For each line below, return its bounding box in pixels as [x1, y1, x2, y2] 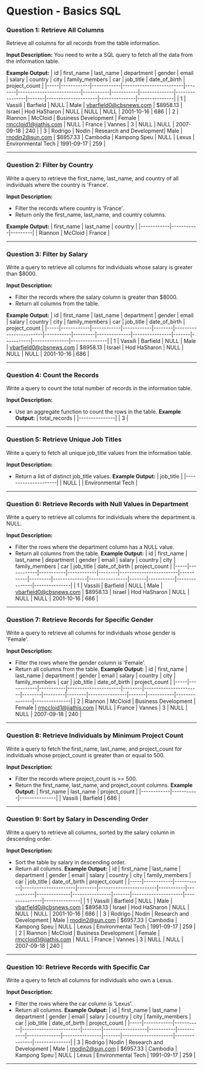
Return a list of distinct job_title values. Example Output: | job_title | [14, 472, 183, 480]
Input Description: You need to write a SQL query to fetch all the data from [6, 51, 193, 59]
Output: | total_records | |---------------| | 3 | [14, 414, 129, 422]
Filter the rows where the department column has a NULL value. [14, 543, 175, 550]
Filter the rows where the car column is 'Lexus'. [14, 1000, 133, 1008]
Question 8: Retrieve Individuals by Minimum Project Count [6, 731, 184, 740]
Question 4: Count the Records [6, 371, 99, 379]
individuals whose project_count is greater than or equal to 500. [6, 751, 165, 758]
